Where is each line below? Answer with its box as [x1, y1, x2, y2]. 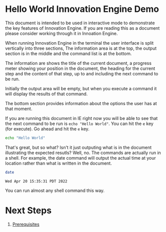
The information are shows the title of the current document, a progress [5, 60, 152, 66]
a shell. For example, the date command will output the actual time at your [5, 155, 156, 161]
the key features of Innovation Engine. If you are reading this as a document [5, 25, 160, 31]
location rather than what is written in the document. [5, 160, 112, 166]
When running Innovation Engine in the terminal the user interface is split [5, 40, 154, 46]
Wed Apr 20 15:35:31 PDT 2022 [5, 178, 68, 184]
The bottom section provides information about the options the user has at [5, 100, 157, 106]
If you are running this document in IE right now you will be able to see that [5, 115, 158, 121]
